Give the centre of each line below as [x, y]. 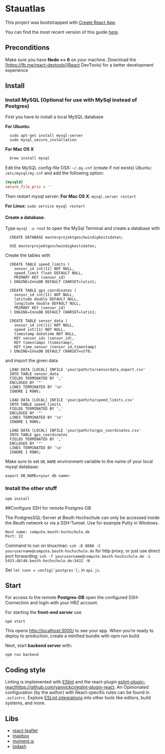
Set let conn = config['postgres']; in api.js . [53, 570]
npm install [17, 499]
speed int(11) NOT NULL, [40, 330]
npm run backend [22, 655]
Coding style [25, 670]
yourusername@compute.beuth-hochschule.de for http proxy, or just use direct [82, 551]
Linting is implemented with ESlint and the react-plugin [61, 682]
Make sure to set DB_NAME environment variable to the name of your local [79, 461]
